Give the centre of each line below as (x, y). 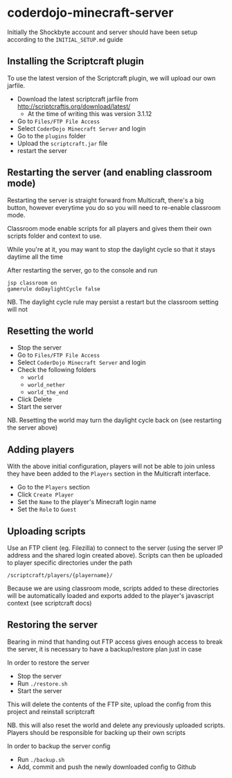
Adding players (41, 449)
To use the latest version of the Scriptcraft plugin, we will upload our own (111, 78)
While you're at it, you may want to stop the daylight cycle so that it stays (111, 249)
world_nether (46, 385)
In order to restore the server (48, 663)
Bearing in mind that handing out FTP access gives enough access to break (115, 642)
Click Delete (34, 399)
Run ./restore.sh (42, 683)
